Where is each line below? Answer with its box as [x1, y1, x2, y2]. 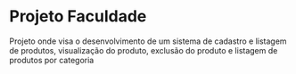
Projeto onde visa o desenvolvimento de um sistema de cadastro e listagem [9, 36, 287, 46]
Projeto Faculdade [9, 6, 147, 27]
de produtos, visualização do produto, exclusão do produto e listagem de [9, 45, 278, 55]
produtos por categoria [9, 54, 95, 65]
